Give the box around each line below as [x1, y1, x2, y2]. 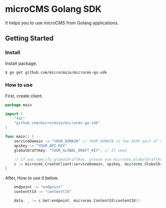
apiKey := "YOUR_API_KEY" [14, 143, 68, 148]
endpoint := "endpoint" [14, 185, 63, 190]
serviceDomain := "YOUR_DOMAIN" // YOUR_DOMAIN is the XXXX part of [14, 139, 158, 144]
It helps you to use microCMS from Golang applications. [5, 20, 119, 26]
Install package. [5, 60, 38, 66]
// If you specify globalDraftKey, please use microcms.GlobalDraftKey [14, 157, 165, 162]
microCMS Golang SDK [5, 3, 102, 15]
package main [5, 103, 32, 107]
